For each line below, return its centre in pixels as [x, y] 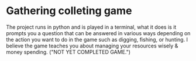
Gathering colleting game [69, 11]
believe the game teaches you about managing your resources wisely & [92, 46]
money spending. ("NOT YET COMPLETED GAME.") [68, 52]
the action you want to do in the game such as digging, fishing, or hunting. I [97, 39]
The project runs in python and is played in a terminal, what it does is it [91, 27]
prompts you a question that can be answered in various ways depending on [98, 33]
